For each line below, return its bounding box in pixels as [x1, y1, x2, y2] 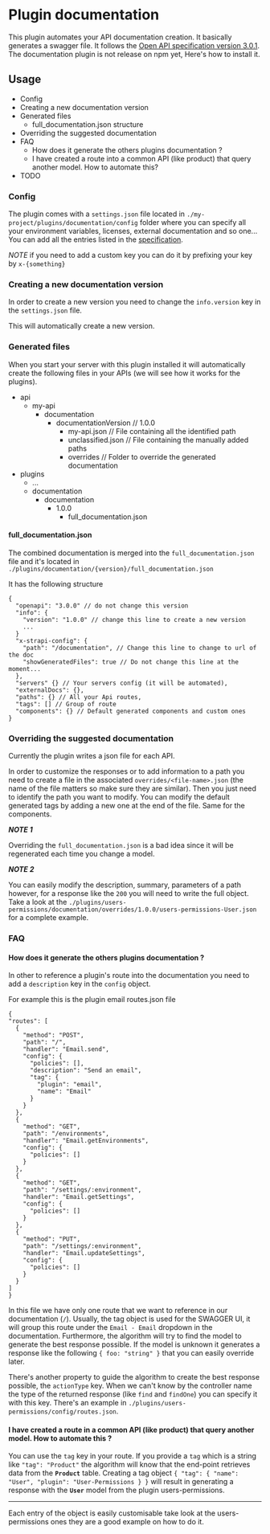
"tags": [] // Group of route [15, 700, 117, 708]
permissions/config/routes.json [8, 1408, 117, 1416]
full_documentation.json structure [31, 119, 144, 129]
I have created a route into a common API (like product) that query [31, 153, 252, 163]
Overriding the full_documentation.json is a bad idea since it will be [8, 841, 235, 850]
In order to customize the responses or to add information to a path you [8, 767, 245, 776]
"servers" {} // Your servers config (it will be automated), [15, 679, 228, 687]
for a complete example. [8, 913, 89, 922]
